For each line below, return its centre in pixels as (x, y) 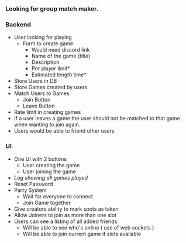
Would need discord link (61, 50)
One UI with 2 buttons (40, 159)
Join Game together (47, 203)
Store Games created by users (51, 87)
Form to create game (48, 43)
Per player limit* (51, 69)
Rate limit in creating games (47, 112)
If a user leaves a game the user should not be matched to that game (97, 119)
